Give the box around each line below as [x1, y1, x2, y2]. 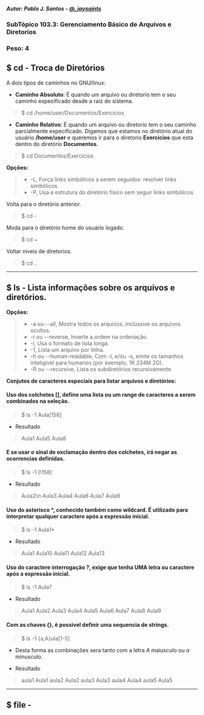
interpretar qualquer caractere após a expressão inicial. [6, 512, 150, 520]
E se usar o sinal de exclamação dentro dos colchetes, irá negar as [6, 448, 177, 456]
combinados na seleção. [6, 397, 70, 405]
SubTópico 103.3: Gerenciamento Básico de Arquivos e [6, 20, 172, 29]
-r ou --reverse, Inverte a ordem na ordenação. [30, 333, 148, 340]
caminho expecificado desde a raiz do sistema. [15, 97, 134, 105]
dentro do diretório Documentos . [15, 140, 98, 147]
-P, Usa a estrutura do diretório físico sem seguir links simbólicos [30, 189, 194, 196]
